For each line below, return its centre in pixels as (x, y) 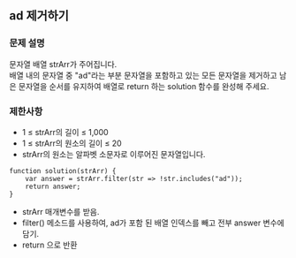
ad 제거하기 (39, 16)
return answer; (53, 186)
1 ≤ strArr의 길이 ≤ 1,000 (65, 132)
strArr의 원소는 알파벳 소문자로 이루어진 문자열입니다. (114, 154)
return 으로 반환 (49, 245)
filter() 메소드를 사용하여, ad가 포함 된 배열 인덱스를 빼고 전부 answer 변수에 (153, 223)
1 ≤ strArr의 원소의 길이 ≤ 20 (72, 143)
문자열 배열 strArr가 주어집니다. (63, 64)
